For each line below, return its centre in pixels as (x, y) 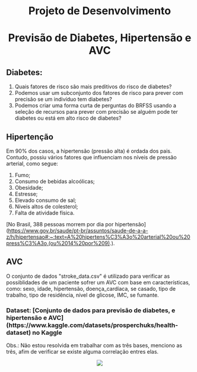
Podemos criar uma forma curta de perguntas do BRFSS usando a (96, 105)
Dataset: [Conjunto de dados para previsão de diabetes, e (91, 310)
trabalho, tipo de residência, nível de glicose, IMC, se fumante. (82, 295)
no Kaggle (47, 332)
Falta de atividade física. (45, 213)
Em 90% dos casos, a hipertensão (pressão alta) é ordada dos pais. (89, 151)
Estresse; (26, 194)
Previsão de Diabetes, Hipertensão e (100, 38)
